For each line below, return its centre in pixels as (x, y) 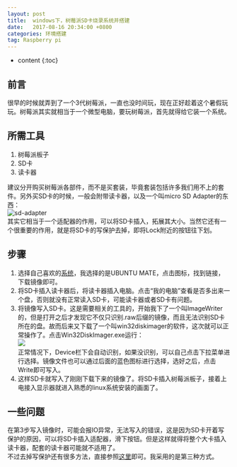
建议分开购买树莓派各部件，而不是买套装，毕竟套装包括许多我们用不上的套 (116, 187)
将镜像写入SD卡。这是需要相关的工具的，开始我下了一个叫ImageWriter (120, 308)
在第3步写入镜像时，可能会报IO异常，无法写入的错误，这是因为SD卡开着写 (116, 430)
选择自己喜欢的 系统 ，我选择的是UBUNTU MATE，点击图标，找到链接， (121, 272)
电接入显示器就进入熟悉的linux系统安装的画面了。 (89, 387)
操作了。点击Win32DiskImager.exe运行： (83, 335)
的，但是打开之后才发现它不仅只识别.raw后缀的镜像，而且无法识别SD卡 (121, 317)
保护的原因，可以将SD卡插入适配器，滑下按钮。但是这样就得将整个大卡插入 (117, 439)
